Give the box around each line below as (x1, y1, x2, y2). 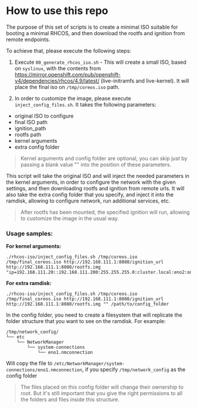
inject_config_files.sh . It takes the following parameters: (14, 101, 157, 108)
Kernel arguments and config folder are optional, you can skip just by (20, 155, 188, 162)
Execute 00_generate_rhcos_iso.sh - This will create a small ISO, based (14, 59, 186, 66)
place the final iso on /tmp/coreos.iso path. (14, 83, 120, 90)
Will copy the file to (6, 360, 53, 367)
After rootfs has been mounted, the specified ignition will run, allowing (20, 208, 190, 215)
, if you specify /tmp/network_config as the (81, 366, 186, 373)
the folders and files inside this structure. (20, 396, 120, 403)
